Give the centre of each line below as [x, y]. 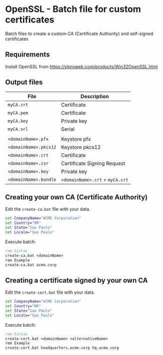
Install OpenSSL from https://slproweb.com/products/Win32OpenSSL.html [81, 66]
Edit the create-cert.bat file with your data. [50, 292]
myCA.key [18, 121]
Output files [24, 83]
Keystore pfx [76, 139]
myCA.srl [18, 129]
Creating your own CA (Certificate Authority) [77, 197]
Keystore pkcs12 [81, 147]
